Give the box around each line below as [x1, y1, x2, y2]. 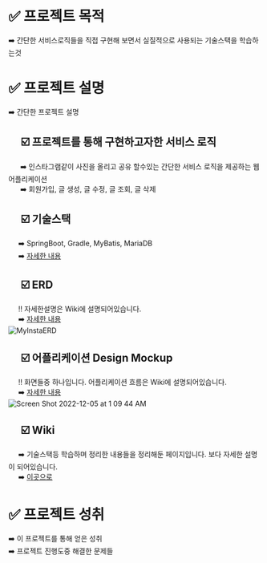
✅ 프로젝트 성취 [8, 506, 105, 524]
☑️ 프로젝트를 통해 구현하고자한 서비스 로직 [20, 136, 216, 149]
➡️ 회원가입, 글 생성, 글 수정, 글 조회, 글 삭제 [19, 184, 156, 193]
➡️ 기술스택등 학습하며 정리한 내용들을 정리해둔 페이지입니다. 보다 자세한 [18, 449, 243, 459]
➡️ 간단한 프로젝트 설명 [8, 107, 79, 116]
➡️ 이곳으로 [18, 472, 53, 481]
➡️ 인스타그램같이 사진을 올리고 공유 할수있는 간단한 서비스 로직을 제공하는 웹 [19, 161, 260, 171]
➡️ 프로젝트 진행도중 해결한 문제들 [8, 546, 114, 556]
